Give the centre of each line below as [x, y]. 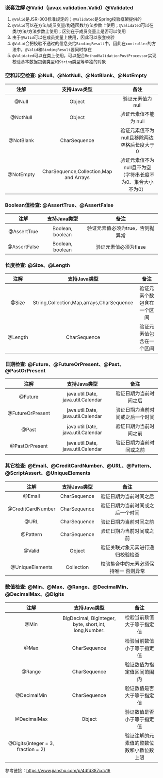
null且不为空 [137, 167]
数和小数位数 [139, 750]
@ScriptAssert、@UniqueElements [48, 473]
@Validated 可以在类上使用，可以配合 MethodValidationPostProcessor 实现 [84, 56]
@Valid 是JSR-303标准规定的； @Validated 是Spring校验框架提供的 [77, 19]
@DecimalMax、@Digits [35, 594]
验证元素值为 [138, 99]
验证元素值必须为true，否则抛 [121, 228]
